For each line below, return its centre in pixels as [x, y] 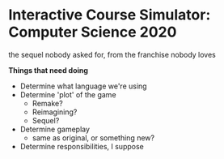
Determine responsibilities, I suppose [82, 146]
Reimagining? [55, 112]
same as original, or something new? [93, 138]
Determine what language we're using [83, 86]
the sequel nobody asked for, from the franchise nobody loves [112, 54]
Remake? [47, 103]
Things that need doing [49, 70]
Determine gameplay [55, 129]
